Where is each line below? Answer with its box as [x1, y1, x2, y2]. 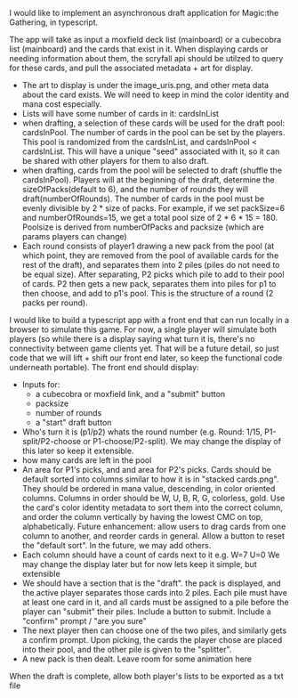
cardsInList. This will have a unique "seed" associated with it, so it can [21, 146, 280, 157]
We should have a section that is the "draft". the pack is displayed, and [21, 578, 282, 588]
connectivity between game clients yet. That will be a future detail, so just [9, 343, 279, 353]
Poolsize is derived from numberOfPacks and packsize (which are [21, 222, 264, 232]
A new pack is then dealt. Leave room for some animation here [21, 653, 252, 664]
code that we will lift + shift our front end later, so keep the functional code [9, 353, 283, 363]
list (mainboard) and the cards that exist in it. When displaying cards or [9, 44, 269, 54]
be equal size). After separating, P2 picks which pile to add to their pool [21, 269, 285, 280]
